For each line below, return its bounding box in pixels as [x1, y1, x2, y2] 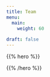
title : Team [6, 8, 36, 15]
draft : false [6, 36, 39, 42]
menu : [6, 14, 20, 20]
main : [11, 20, 26, 26]
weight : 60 [17, 25, 45, 32]
